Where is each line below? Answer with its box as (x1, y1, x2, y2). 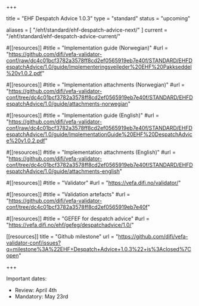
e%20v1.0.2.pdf (6, 137, 45, 144)
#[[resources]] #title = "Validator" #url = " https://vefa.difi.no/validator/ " (6, 180, 181, 186)
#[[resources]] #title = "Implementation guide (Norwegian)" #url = (6, 44, 169, 51)
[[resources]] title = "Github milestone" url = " (6, 233, 119, 240)
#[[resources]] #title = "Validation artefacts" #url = (6, 191, 130, 197)
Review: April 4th (14, 287, 57, 293)
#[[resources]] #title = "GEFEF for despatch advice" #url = (6, 215, 150, 222)
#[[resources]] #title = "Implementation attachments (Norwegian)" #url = (6, 81, 185, 88)
